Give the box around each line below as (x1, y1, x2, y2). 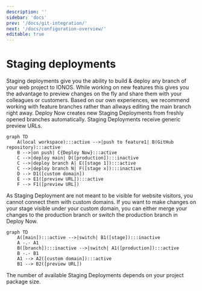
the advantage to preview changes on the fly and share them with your (6, 90, 182, 97)
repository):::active (6, 144, 61, 151)
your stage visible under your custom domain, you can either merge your (6, 205, 188, 212)
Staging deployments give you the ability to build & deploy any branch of (6, 77, 187, 85)
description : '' (6, 8, 47, 15)
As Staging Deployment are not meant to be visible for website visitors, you (6, 192, 194, 199)
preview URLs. (6, 122, 42, 130)
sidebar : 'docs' (6, 14, 47, 21)
